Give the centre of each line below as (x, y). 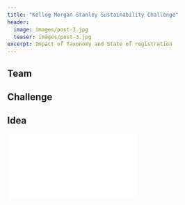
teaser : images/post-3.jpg (53, 37)
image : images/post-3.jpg (51, 29)
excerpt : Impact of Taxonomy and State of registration (90, 44)
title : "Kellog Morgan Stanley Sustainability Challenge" (93, 15)
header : (18, 22)
